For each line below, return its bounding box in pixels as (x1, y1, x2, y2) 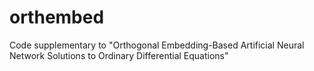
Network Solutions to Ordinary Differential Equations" (9, 49, 229, 61)
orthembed (9, 6, 105, 29)
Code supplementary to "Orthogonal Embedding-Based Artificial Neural (9, 39, 305, 51)
